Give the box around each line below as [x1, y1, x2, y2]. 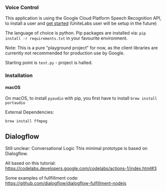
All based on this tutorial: [5, 160, 56, 166]
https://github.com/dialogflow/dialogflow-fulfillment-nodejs [5, 180, 126, 187]
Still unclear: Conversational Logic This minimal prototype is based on [5, 145, 148, 151]
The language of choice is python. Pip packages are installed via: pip [5, 30, 146, 36]
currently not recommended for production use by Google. [5, 50, 125, 56]
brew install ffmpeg [5, 119, 48, 124]
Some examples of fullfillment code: [5, 175, 79, 181]
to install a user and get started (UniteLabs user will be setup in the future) [5, 20, 157, 26]
